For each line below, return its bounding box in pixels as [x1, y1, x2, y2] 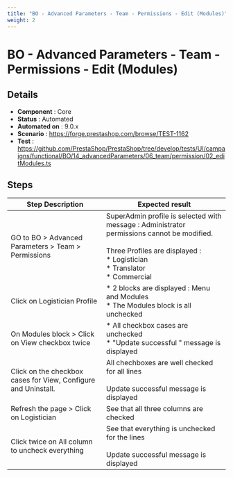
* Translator [106, 263, 146, 273]
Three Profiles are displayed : [106, 246, 202, 256]
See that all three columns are [106, 404, 203, 414]
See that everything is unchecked [106, 424, 216, 434]
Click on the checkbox [10, 367, 83, 376]
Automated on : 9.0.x [17, 122, 79, 131]
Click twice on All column [10, 437, 93, 446]
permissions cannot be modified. [106, 228, 214, 238]
